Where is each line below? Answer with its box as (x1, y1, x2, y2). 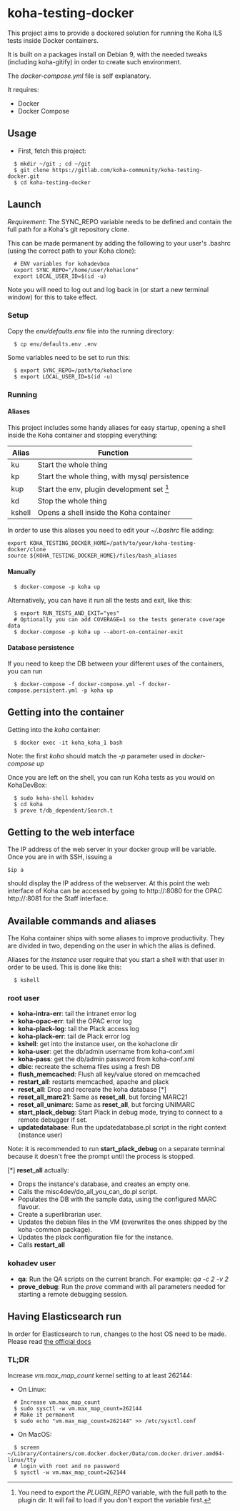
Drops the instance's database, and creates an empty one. (17, 1180, 191, 1188)
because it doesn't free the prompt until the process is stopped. (7, 1152, 195, 1161)
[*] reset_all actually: (7, 1166, 69, 1175)
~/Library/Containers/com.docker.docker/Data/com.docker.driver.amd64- (7, 1450, 225, 1457)
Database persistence (7, 643, 75, 652)
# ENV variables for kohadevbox (14, 260, 111, 267)
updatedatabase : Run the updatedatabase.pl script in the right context (17, 1123, 226, 1132)
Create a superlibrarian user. (17, 1210, 102, 1219)
